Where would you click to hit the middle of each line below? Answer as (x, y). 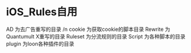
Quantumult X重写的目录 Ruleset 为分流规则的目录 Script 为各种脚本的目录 (96, 36)
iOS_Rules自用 (42, 12)
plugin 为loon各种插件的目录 (40, 44)
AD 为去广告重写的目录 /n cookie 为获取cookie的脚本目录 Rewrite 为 (88, 29)
